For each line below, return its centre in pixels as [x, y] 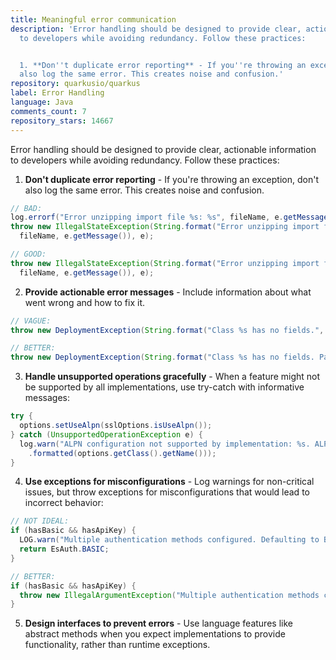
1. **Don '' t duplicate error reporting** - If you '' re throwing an [163, 65]
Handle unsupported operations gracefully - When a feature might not [172, 377]
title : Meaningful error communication [93, 19]
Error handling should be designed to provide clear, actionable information [163, 149]
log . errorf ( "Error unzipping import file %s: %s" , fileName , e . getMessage [169, 217]
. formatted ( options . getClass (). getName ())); [122, 453]
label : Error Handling [57, 93]
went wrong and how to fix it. [85, 302]
